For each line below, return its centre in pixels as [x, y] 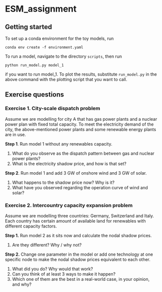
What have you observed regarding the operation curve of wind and [80, 187]
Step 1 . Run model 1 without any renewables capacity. [59, 144]
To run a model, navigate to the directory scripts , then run [64, 56]
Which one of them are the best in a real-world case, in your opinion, [81, 279]
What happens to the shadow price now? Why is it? [63, 182]
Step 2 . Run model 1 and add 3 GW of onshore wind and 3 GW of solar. [76, 173]
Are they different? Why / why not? [47, 245]
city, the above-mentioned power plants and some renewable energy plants [81, 129]
